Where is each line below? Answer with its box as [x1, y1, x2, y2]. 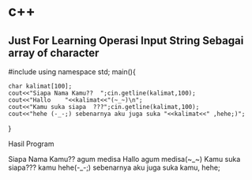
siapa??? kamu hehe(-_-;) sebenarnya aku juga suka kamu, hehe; [8, 163, 220, 172]
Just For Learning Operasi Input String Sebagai [8, 34, 244, 47]
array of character [8, 46, 100, 59]
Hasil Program [8, 139, 55, 148]
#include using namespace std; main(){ [8, 67, 136, 77]
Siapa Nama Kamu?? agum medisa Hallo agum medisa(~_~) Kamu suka [8, 155, 241, 163]
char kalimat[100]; [8, 82, 73, 90]
